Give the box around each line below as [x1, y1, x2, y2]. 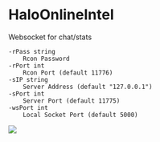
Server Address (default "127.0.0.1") [23, 83, 153, 91]
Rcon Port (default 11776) [23, 68, 113, 77]
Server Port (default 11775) [23, 96, 121, 105]
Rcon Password [23, 55, 70, 63]
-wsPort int [8, 103, 48, 112]
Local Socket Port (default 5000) [23, 111, 138, 119]
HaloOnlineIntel [8, 6, 114, 24]
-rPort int [8, 62, 45, 70]
